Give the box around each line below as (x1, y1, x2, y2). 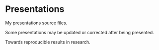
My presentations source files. (5, 20, 68, 26)
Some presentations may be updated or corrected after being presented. (5, 29, 154, 35)
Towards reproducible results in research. (5, 39, 90, 45)
